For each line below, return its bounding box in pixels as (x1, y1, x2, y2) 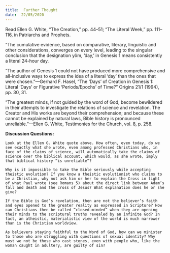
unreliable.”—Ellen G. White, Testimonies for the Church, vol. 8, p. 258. (5, 121, 153, 127)
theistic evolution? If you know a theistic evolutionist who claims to (5, 172, 162, 177)
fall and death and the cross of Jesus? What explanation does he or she (5, 185, 165, 190)
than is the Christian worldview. (5, 220, 79, 226)
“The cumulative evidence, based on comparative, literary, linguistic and (5, 41, 156, 47)
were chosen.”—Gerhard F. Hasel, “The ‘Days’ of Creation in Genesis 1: (5, 78, 154, 85)
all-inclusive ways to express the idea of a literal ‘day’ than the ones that (5, 73, 156, 79)
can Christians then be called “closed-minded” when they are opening (5, 207, 158, 212)
